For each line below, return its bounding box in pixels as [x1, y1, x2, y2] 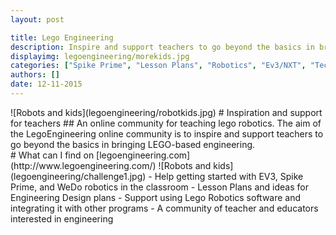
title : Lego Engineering [10, 32, 114, 43]
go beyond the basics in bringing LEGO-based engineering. [10, 138, 256, 150]
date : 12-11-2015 [10, 79, 83, 90]
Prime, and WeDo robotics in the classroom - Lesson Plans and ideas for [10, 181, 309, 193]
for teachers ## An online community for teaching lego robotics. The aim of [10, 117, 322, 129]
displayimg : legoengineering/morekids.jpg [10, 51, 190, 61]
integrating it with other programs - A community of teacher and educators [10, 202, 319, 214]
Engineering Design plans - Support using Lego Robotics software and [10, 191, 302, 203]
